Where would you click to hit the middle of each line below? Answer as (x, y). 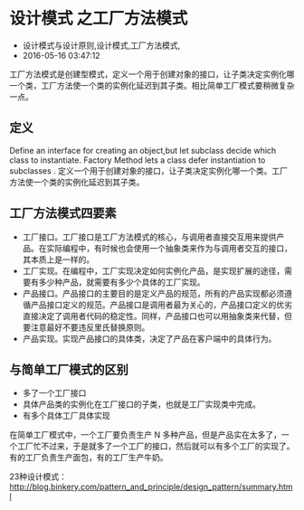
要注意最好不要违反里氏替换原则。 (86, 327)
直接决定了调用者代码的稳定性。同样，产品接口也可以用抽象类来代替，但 (157, 316)
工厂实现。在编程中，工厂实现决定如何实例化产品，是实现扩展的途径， (153, 270)
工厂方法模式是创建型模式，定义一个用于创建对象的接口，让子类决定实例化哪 (152, 74)
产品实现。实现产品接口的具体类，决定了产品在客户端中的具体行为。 (149, 338)
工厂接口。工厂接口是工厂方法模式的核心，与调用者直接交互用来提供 (149, 237)
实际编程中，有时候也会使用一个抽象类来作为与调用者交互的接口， (169, 248)
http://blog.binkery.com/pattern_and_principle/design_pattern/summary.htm (151, 487)
